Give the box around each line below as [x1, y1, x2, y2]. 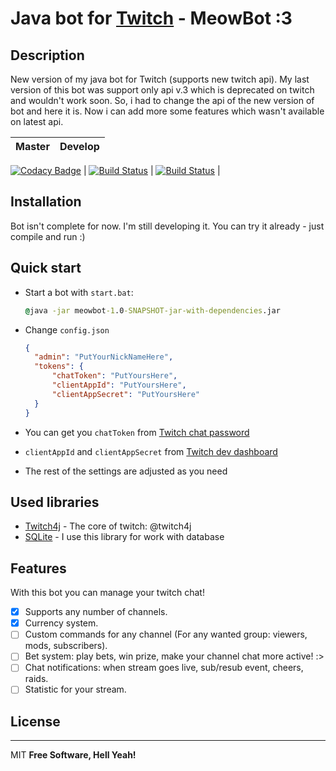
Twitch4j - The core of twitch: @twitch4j [24, 520, 192, 532]
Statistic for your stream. [24, 683, 127, 696]
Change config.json [24, 323, 110, 336]
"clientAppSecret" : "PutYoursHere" [51, 389, 201, 399]
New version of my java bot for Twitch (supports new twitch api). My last [10, 73, 310, 85]
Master [15, 140, 50, 153]
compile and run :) [10, 230, 86, 242]
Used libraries [10, 493, 100, 511]
